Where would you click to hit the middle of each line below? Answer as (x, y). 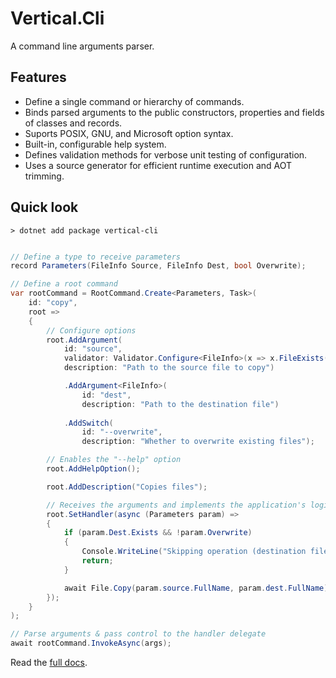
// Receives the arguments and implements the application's (176, 505)
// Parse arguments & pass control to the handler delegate (138, 634)
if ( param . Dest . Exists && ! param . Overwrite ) (158, 533)
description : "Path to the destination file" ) (180, 404)
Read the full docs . (49, 663)
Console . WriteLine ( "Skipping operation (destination (194, 552)
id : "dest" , (106, 395)
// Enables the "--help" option (114, 460)
